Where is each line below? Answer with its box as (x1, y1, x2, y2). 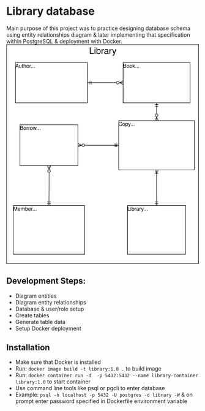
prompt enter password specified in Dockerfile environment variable (15, 398, 188, 405)
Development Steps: (6, 276, 86, 286)
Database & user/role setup (15, 305, 84, 312)
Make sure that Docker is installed (15, 358, 101, 366)
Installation (6, 342, 50, 353)
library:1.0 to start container (15, 378, 91, 385)
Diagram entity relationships (15, 298, 87, 306)
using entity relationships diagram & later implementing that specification (6, 31, 190, 38)
